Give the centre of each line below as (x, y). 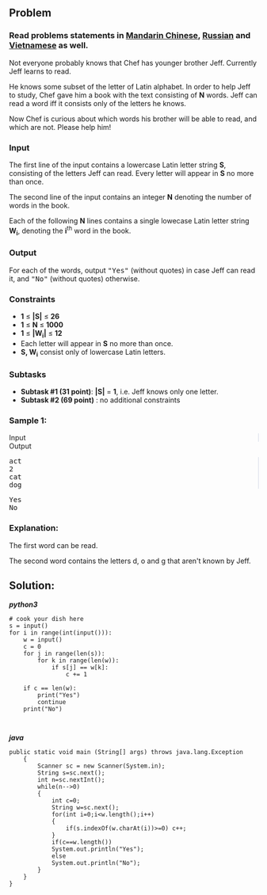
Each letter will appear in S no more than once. (97, 343)
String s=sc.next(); (71, 773)
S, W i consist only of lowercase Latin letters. (93, 353)
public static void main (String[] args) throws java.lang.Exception (126, 752)
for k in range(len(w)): (78, 661)
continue (52, 703)
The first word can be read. (53, 545)
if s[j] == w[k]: (80, 668)
